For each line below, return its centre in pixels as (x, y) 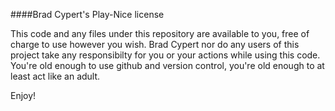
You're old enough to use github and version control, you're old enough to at (167, 65)
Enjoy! (23, 95)
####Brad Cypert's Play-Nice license (87, 14)
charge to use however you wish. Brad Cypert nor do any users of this (155, 44)
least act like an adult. (55, 76)
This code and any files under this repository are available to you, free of (160, 33)
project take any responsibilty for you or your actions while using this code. (165, 55)
